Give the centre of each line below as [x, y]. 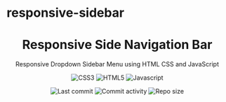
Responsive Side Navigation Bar [117, 45]
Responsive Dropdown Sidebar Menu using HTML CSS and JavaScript [117, 64]
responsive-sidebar [65, 13]
